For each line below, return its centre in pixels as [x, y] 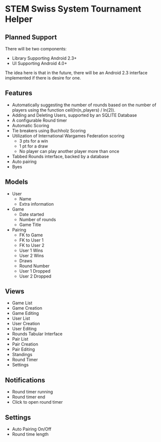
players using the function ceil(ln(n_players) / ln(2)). [64, 110]
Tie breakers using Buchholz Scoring [49, 131]
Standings [22, 355]
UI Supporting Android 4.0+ [40, 63]
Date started [32, 214]
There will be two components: [36, 49]
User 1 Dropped [35, 271]
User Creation [26, 324]
